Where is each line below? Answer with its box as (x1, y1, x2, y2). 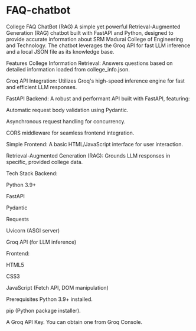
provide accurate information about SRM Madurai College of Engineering (6, 35, 184, 42)
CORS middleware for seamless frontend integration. (6, 129, 135, 136)
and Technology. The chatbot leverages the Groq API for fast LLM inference (6, 42, 191, 49)
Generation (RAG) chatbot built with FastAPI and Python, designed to (6, 29, 174, 36)
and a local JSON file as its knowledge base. (6, 48, 115, 55)
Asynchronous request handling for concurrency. (6, 117, 126, 124)
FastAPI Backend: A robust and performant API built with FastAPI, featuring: (6, 95, 190, 102)
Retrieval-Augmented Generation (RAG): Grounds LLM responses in (6, 152, 171, 159)
